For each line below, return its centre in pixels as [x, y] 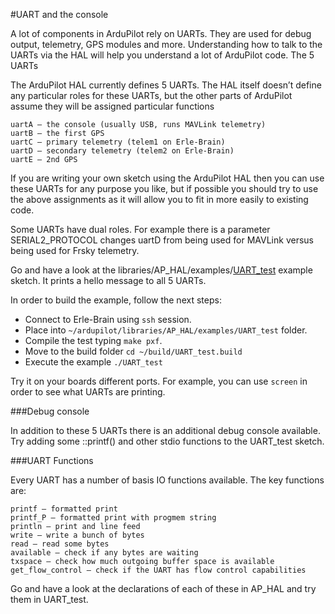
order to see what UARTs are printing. [88, 392]
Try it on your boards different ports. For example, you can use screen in [159, 381]
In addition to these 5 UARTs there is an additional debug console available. [165, 430]
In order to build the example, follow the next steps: [116, 300]
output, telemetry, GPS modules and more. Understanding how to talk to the [166, 44]
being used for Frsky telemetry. [75, 250]
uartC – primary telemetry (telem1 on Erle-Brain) [118, 142]
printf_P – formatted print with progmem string [113, 518]
